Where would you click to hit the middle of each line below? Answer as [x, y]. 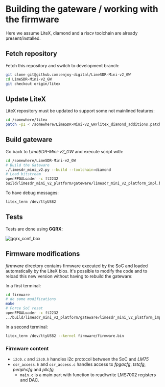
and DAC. [30, 380]
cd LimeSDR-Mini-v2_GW [29, 79]
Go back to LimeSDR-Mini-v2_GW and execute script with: [65, 151]
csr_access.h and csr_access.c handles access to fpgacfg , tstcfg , [79, 364]
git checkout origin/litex [33, 84]
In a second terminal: [27, 327]
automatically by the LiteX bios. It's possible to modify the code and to [76, 271]
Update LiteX [26, 99]
